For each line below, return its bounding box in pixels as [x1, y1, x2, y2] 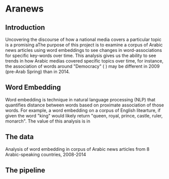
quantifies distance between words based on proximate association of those [5, 102, 164, 108]
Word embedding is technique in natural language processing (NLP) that [5, 96, 155, 102]
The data [5, 133, 34, 141]
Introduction [5, 23, 45, 32]
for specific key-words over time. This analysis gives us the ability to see [5, 52, 156, 58]
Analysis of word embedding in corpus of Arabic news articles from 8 [5, 146, 150, 152]
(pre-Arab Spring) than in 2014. [5, 69, 70, 75]
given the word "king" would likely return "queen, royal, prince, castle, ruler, [5, 112, 163, 118]
